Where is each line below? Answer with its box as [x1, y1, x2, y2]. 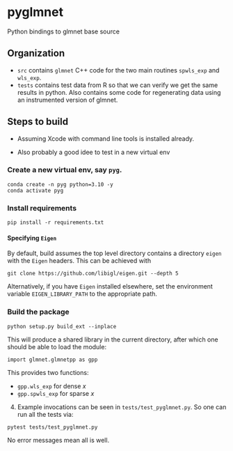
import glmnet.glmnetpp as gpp [7, 356, 98, 363]
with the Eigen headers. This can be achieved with [7, 257, 152, 265]
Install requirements [7, 203, 77, 213]
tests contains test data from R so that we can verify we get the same [17, 81, 218, 89]
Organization [7, 47, 65, 59]
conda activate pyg [7, 187, 64, 194]
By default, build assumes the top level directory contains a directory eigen [7, 249, 222, 258]
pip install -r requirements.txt [7, 219, 104, 227]
